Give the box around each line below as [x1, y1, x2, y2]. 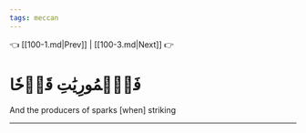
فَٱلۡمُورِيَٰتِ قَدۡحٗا [9, 74, 141, 95]
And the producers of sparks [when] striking [9, 104, 177, 115]
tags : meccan [9, 13, 59, 23]
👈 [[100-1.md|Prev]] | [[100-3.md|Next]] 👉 [9, 38, 175, 50]
